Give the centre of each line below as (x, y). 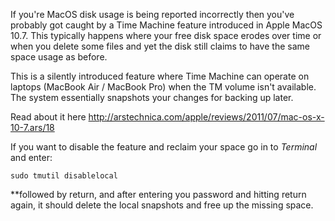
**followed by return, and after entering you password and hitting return (158, 194)
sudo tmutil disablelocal (64, 176)
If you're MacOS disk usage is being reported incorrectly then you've (152, 14)
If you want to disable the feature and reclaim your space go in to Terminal (164, 147)
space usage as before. (59, 57)
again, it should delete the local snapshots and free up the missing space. (162, 205)
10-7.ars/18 (32, 127)
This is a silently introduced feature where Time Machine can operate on (160, 76)
